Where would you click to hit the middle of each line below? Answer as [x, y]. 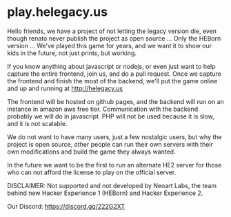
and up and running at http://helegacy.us [65, 88]
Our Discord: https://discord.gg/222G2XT [66, 206]
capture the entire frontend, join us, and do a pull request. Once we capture [114, 74]
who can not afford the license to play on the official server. [92, 172]
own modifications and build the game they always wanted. [91, 152]
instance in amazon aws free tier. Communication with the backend [103, 109]
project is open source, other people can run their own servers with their [110, 144]
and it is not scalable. [37, 123]
